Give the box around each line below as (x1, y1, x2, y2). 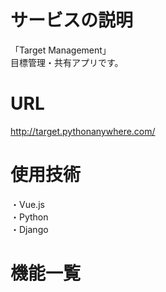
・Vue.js (10, 198, 45, 210)
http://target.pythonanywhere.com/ (10, 125, 156, 137)
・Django (10, 223, 49, 235)
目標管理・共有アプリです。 (10, 56, 124, 68)
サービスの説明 (10, 9, 134, 32)
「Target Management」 (10, 44, 112, 56)
